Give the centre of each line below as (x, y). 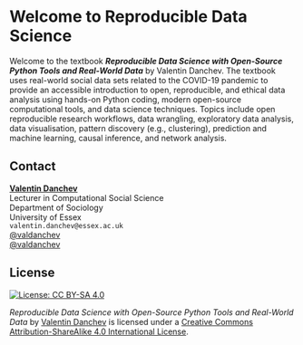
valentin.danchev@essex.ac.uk (67, 225)
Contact (33, 166)
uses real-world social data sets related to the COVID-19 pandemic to (139, 80)
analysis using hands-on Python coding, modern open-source (126, 99)
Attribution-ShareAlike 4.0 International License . (99, 331)
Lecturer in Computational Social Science (87, 197)
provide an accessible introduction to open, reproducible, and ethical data (147, 90)
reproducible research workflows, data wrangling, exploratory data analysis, (152, 119)
